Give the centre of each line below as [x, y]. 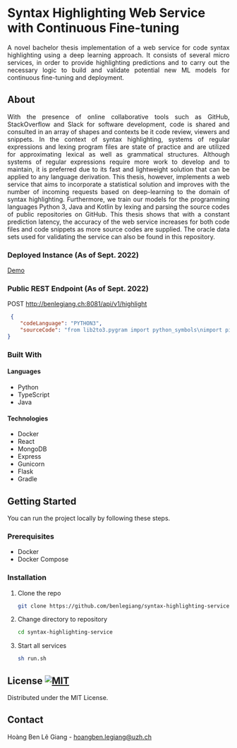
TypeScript [34, 394]
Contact [25, 720]
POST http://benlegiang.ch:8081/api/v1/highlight [77, 304]
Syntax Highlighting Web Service [107, 13]
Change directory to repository [62, 620]
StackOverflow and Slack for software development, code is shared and [119, 124]
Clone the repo [39, 593]
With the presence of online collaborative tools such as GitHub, [119, 116]
